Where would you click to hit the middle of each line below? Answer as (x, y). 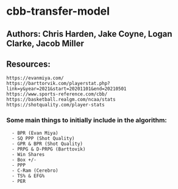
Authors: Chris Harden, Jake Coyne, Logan (89, 34)
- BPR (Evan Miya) (35, 133)
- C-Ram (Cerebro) (35, 170)
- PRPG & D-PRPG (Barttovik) (49, 149)
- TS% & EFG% (28, 176)
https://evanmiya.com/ (35, 78)
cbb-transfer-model (58, 11)
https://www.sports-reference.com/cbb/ (57, 94)
